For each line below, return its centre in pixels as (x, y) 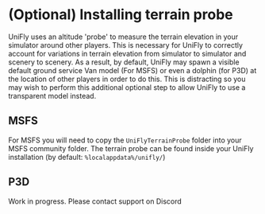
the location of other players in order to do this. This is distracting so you (127, 79)
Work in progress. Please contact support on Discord (95, 201)
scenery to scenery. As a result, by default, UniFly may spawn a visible (124, 62)
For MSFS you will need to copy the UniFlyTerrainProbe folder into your (125, 140)
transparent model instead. (52, 95)
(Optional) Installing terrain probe (121, 15)
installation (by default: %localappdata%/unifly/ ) (87, 157)
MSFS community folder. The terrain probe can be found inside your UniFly (131, 148)
